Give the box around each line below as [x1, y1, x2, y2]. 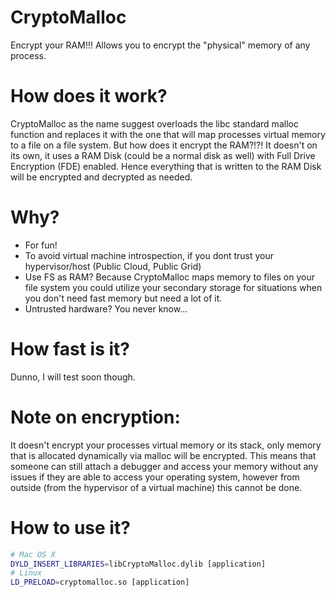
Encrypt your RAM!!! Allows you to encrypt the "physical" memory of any [10, 39, 311, 51]
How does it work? [10, 85, 168, 108]
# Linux [10, 568, 43, 578]
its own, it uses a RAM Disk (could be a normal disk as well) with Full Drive [10, 149, 316, 161]
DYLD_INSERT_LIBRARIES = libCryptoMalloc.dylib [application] [10, 559, 267, 569]
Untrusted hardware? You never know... [24, 302, 188, 315]
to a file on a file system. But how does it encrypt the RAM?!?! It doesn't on [10, 139, 318, 151]
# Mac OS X [10, 549, 56, 560]
